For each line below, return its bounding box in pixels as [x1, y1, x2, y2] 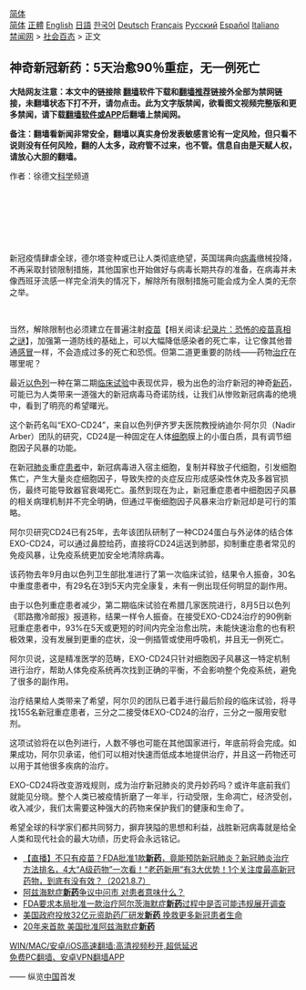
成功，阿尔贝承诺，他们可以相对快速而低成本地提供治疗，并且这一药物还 [16, 748, 289, 759]
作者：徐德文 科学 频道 [9, 170, 89, 181]
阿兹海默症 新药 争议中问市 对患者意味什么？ [22, 886, 185, 897]
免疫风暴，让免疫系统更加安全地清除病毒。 [9, 549, 169, 560]
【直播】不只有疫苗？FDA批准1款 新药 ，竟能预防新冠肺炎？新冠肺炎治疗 [22, 852, 290, 863]
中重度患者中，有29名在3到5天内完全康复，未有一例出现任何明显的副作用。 [9, 580, 293, 591]
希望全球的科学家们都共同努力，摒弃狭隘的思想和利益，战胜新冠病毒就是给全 [9, 821, 297, 832]
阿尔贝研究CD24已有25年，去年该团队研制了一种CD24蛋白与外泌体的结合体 [9, 526, 294, 537]
